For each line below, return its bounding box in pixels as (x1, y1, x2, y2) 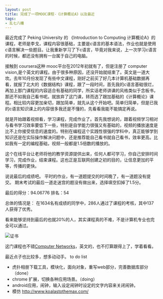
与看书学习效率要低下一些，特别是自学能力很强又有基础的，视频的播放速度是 (5, 122, 158, 128)
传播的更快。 (13, 163, 39, 169)
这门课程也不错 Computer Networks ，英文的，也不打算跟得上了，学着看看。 (5, 243, 156, 249)
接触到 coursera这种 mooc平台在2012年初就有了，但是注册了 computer (5, 63, 147, 69)
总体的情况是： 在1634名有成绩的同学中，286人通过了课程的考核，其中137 (5, 200, 154, 206)
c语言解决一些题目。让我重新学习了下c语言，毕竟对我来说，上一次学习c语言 (5, 47, 157, 53)
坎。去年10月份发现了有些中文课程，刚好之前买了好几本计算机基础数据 (5, 75, 146, 81)
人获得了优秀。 (5, 206, 35, 212)
